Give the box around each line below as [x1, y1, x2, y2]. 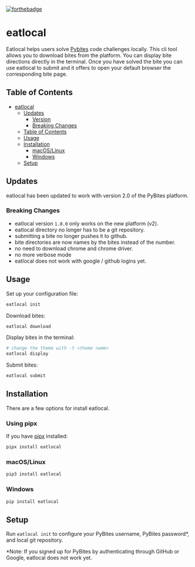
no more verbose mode [14, 251, 72, 258]
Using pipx [6, 419, 38, 427]
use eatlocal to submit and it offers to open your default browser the [6, 64, 172, 71]
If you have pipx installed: [6, 432, 68, 440]
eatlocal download [6, 323, 51, 329]
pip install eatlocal [6, 498, 59, 505]
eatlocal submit [6, 373, 46, 379]
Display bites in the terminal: [6, 334, 75, 341]
